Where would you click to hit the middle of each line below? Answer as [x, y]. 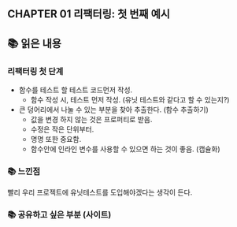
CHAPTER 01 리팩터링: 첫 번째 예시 [89, 14]
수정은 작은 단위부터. [62, 129]
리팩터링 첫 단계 [35, 71]
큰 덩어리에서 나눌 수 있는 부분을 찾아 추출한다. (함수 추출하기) [114, 110]
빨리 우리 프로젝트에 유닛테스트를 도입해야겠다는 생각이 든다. [100, 192]
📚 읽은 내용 [35, 43]
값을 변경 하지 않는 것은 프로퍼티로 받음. [91, 120]
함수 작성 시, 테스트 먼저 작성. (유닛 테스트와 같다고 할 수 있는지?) [130, 100]
